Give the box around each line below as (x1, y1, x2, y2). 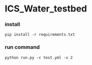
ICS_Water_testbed (5, 3, 87, 14)
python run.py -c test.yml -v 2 (5, 55, 73, 60)
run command (5, 43, 40, 50)
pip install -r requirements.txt (5, 32, 75, 37)
